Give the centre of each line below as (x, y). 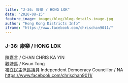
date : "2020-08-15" (25, 14)
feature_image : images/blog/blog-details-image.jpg (59, 19)
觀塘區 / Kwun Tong (25, 64)
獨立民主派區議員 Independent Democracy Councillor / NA (64, 70)
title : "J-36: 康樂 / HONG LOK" (37, 10)
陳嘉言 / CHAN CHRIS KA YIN (35, 57)
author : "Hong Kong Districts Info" (43, 23)
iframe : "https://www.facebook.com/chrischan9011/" (59, 28)
